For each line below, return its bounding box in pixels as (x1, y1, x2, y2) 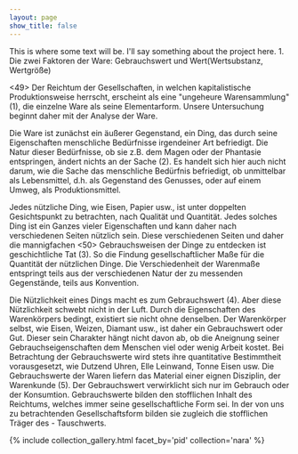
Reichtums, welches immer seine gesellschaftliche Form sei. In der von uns (9, 398, 285, 409)
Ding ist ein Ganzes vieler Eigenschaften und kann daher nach (9, 220, 238, 231)
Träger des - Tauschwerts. (9, 418, 107, 428)
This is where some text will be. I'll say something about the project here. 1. (9, 45, 285, 56)
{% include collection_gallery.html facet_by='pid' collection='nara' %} (9, 434, 265, 445)
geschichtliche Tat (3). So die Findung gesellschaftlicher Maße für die (9, 248, 265, 259)
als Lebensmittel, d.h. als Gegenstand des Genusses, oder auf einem (9, 174, 262, 185)
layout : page (9, 12, 58, 22)
